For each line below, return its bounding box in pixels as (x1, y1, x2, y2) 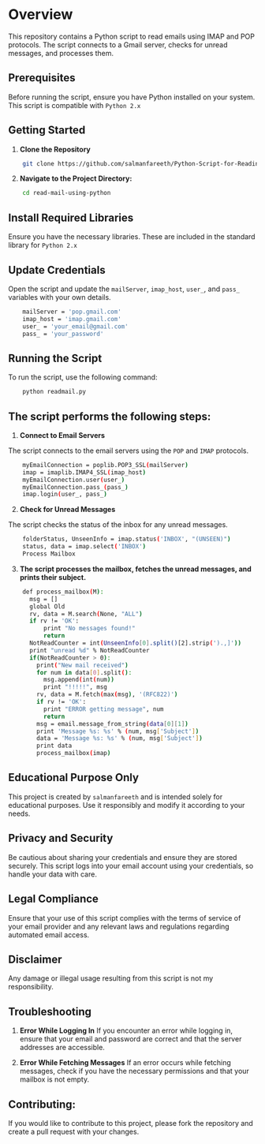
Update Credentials (8, 263, 106, 277)
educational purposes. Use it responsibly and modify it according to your (8, 800, 245, 809)
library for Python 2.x (8, 241, 77, 250)
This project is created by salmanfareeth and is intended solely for (8, 791, 223, 802)
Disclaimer (8, 952, 62, 966)
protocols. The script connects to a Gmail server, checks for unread (8, 39, 228, 49)
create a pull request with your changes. (8, 1127, 140, 1136)
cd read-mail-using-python (22, 189, 111, 197)
